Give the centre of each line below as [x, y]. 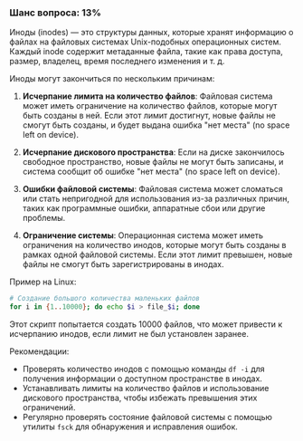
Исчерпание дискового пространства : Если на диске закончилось [153, 152]
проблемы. [44, 218]
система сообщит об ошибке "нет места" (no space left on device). [151, 172]
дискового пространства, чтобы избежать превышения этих [140, 398]
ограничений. [49, 407]
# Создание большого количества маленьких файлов [105, 299]
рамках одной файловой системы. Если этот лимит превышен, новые [157, 254]
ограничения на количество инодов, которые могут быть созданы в [154, 245]
